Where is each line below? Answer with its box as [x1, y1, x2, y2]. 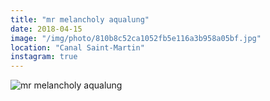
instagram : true [10, 52, 78, 62]
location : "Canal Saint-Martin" [10, 42, 145, 53]
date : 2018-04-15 [10, 24, 83, 34]
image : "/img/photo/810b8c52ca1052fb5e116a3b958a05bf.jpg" [10, 33, 262, 43]
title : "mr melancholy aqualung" [10, 14, 150, 25]
